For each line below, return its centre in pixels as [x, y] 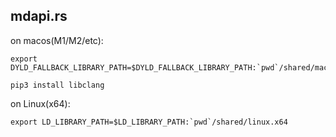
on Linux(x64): [40, 103]
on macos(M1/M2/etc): [57, 40]
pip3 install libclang [57, 85]
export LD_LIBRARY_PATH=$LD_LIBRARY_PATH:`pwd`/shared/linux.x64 [149, 122]
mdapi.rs [39, 16]
